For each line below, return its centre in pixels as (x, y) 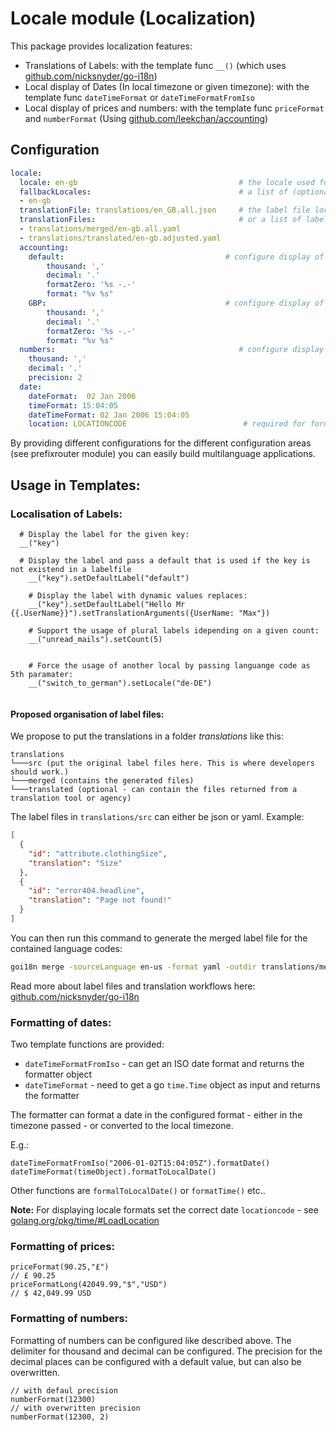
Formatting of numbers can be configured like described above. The (151, 1340)
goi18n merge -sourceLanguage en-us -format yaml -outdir (133, 967)
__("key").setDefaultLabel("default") (109, 578)
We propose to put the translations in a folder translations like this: (147, 736)
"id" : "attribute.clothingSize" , (98, 853)
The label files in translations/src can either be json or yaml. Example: (157, 817)
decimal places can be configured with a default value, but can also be (156, 1361)
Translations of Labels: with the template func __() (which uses (155, 65)
